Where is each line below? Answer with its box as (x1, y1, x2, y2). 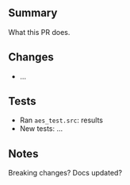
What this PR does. (8, 27, 71, 37)
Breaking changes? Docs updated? (8, 168, 123, 178)
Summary (8, 6, 58, 20)
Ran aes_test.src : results (19, 115, 103, 125)
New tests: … (19, 124, 63, 133)
